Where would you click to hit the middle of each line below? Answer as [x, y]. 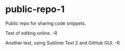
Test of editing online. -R [31, 33]
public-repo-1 [35, 9]
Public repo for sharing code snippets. [46, 23]
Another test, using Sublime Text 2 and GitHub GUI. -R [62, 43]
